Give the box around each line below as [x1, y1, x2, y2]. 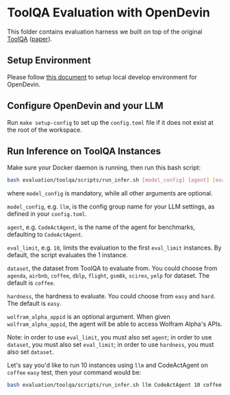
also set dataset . [7, 348, 55, 356]
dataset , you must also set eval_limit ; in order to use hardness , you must [7, 341, 214, 349]
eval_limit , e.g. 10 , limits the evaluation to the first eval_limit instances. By [7, 243, 222, 252]
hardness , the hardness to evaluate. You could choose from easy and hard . [7, 292, 216, 300]
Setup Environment [7, 55, 91, 67]
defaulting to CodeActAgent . [7, 230, 84, 239]
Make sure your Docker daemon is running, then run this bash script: [7, 163, 201, 172]
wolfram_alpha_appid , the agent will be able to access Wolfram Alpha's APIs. [7, 320, 222, 328]
